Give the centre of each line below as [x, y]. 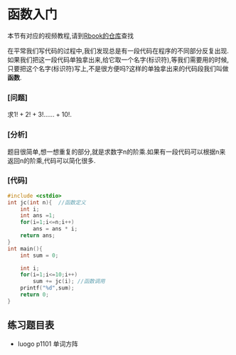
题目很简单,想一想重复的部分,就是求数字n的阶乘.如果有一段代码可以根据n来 [117, 152]
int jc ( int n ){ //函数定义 [47, 202]
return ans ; [38, 235]
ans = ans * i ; [55, 229]
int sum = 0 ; [39, 255]
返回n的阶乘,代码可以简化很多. [52, 160]
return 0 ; [35, 295]
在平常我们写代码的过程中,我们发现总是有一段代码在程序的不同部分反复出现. [118, 51]
